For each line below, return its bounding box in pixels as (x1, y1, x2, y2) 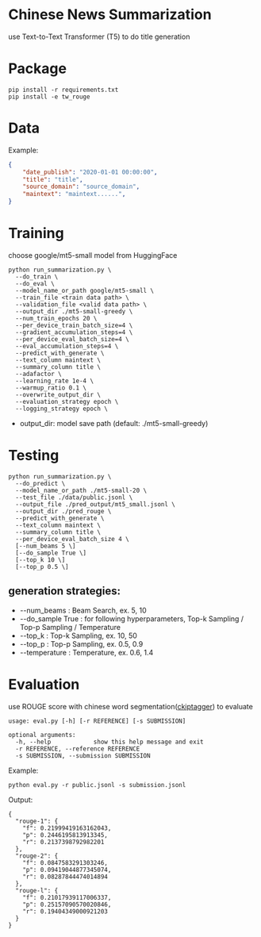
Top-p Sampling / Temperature (19, 622, 121, 632)
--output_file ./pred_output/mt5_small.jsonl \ (15, 500, 176, 509)
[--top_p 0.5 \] (15, 563, 69, 570)
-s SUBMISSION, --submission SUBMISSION (15, 751, 151, 759)
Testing (8, 447, 59, 465)
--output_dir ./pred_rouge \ (15, 507, 112, 515)
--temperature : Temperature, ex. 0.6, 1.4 (19, 647, 154, 657)
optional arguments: (8, 731, 77, 739)
